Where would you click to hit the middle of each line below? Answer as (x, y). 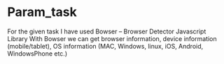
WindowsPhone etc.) (37, 54)
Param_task (42, 12)
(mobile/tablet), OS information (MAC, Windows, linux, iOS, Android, (105, 46)
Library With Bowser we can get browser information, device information (112, 38)
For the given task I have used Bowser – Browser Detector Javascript (107, 31)
